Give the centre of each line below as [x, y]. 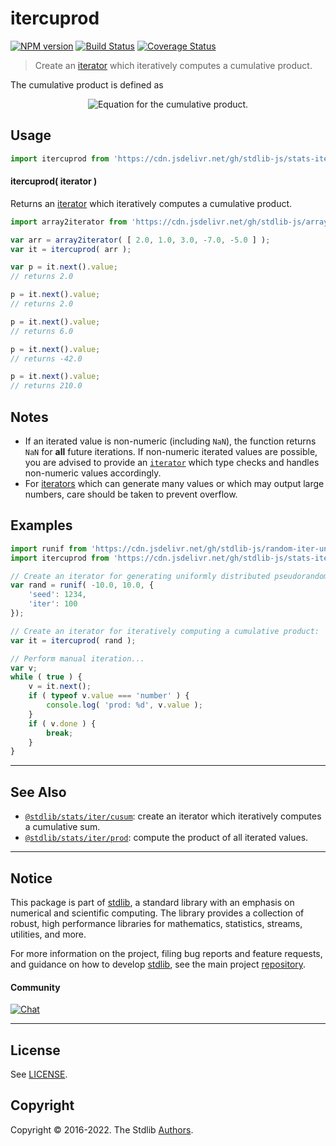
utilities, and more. [48, 934]
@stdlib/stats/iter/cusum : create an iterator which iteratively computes [173, 816]
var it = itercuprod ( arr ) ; [71, 249]
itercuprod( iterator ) [54, 181]
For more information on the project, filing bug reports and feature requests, [166, 953]
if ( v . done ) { [62, 723]
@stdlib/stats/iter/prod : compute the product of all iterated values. [166, 838]
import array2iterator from [69, 222]
